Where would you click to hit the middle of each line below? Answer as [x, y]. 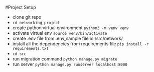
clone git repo [27, 17]
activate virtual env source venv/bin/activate [60, 33]
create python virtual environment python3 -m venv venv [70, 28]
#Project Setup [21, 7]
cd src [19, 54]
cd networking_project [36, 23]
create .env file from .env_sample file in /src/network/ [67, 38]
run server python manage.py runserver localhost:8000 [70, 64]
